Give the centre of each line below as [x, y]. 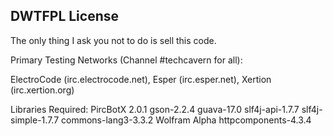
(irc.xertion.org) [42, 90]
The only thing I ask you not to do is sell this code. [113, 40]
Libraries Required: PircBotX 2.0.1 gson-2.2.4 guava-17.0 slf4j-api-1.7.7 [155, 109]
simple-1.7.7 [35, 120]
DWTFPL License [65, 16]
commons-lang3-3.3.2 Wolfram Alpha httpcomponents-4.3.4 [186, 120]
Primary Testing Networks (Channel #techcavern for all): [126, 60]
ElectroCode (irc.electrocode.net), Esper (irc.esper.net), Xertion [141, 79]
